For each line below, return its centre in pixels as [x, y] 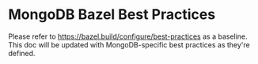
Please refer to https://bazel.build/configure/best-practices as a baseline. [128, 36]
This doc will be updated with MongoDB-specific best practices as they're [129, 44]
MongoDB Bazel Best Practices [112, 15]
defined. [22, 53]
